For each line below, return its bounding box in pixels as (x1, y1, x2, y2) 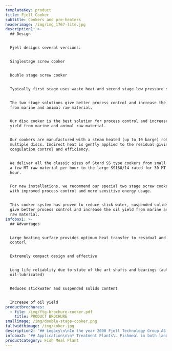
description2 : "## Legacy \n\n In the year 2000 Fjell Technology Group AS (5, 328, 166, 334)
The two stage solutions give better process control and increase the (10, 100, 166, 105)
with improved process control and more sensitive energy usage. (10, 188, 153, 194)
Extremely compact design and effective (10, 254, 97, 259)
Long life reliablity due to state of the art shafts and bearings (10, 267, 157, 272)
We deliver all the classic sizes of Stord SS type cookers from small (10, 160, 166, 166)
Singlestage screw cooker (10, 59, 66, 64)
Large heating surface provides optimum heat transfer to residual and (10, 235, 166, 240)
